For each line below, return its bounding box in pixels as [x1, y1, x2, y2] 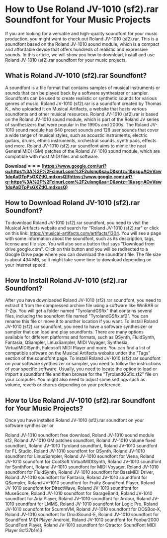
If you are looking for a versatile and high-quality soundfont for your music [5, 30, 158, 36]
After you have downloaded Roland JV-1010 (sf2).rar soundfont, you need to [5, 297, 162, 303]
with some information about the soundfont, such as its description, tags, [5, 235, 155, 241]
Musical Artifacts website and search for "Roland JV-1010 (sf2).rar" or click [5, 225, 159, 231]
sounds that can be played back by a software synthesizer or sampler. [5, 90, 149, 96]
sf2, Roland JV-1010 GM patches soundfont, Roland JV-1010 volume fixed [5, 437, 156, 443]
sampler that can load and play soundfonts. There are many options [5, 329, 144, 335]
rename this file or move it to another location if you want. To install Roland [5, 319, 158, 324]
